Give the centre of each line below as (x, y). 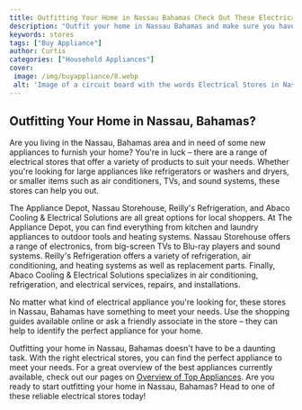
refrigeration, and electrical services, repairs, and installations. (125, 285)
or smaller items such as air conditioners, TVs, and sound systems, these (145, 181)
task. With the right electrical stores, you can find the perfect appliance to (146, 358)
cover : (22, 68)
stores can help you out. (54, 191)
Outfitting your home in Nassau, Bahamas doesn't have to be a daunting (142, 349)
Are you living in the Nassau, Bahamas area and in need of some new (138, 143)
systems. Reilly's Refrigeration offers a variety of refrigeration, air (130, 256)
